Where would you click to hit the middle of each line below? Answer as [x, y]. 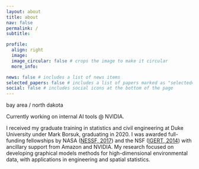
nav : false [20, 23]
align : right [28, 50]
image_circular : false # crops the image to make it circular [90, 61]
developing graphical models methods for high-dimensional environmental [97, 153]
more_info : [25, 66]
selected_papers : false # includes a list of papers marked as [86, 83]
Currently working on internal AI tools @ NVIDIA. [65, 117]
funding [16, 141]
